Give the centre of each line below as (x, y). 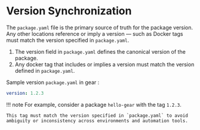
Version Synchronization (69, 11)
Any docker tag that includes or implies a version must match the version (104, 64)
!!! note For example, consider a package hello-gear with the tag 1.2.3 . (94, 104)
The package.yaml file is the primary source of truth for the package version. (100, 27)
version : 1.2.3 (25, 93)
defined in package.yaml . (45, 70)
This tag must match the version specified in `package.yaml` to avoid (97, 115)
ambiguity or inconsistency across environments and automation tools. (97, 120)
